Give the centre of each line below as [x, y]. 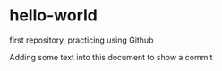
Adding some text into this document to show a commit [111, 57]
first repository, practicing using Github [81, 40]
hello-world [54, 16]
